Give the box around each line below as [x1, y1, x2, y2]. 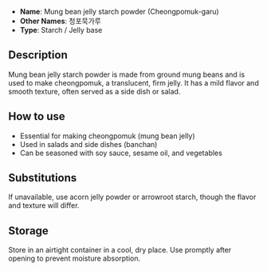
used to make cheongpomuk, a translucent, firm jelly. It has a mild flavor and [8, 78, 259, 87]
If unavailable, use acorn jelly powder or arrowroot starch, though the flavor [8, 192, 257, 202]
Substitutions [8, 171, 77, 185]
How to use [8, 110, 65, 123]
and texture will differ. [8, 201, 80, 210]
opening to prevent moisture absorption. [8, 253, 141, 263]
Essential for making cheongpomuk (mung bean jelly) [19, 131, 195, 141]
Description [8, 48, 68, 62]
